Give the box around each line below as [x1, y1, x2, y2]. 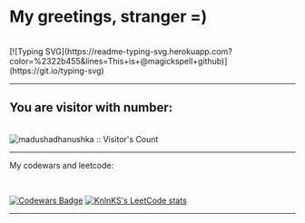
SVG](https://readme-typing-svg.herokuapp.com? [44, 45, 233, 56]
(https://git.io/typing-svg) [9, 65, 104, 76]
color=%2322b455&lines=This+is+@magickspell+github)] [9, 55, 228, 66]
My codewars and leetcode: [9, 160, 114, 170]
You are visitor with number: [9, 100, 173, 115]
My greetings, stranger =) [9, 6, 208, 27]
